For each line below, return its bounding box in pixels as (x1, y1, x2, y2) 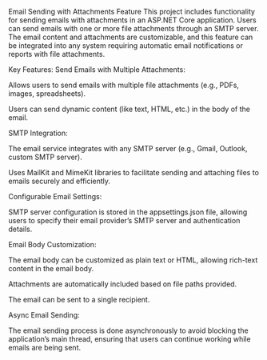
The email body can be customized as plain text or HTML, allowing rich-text (8, 255, 258, 265)
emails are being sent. (8, 343, 82, 352)
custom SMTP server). (8, 152, 82, 162)
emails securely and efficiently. (8, 176, 110, 186)
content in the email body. (8, 264, 94, 273)
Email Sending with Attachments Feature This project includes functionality (8, 7, 256, 16)
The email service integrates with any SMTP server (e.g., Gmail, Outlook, (8, 144, 248, 153)
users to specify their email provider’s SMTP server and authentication (8, 216, 241, 225)
